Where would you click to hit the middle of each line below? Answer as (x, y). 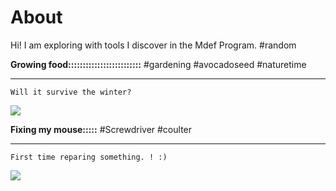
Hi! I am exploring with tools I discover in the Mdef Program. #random (153, 45)
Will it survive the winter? (71, 92)
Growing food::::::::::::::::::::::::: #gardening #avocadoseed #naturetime (158, 64)
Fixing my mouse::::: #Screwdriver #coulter (101, 129)
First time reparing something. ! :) (89, 157)
